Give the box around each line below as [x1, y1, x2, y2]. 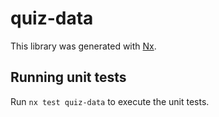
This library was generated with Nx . [10, 40, 157, 52]
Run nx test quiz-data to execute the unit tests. [10, 95, 210, 107]
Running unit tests [10, 69, 127, 86]
